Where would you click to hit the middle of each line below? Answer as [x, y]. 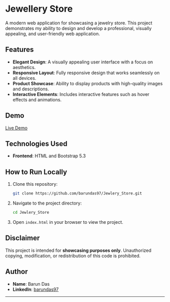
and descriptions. [31, 89]
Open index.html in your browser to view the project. [68, 222]
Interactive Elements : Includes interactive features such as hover [81, 94]
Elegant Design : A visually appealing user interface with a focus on [83, 62]
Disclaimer [23, 238]
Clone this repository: [35, 184]
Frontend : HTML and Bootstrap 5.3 [49, 156]
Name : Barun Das [31, 284]
